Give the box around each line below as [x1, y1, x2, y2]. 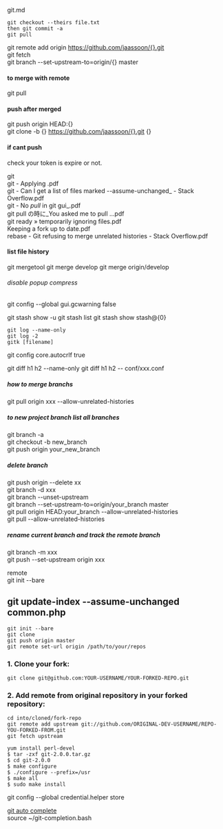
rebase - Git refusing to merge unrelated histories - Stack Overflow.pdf [7, 232, 209, 240]
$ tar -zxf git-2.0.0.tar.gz [7, 751, 91, 758]
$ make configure [7, 763, 57, 770]
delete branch [7, 461, 48, 469]
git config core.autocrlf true [7, 351, 86, 359]
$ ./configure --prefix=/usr [7, 769, 91, 776]
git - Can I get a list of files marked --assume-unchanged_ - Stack [7, 186, 195, 195]
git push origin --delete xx [7, 478, 81, 487]
